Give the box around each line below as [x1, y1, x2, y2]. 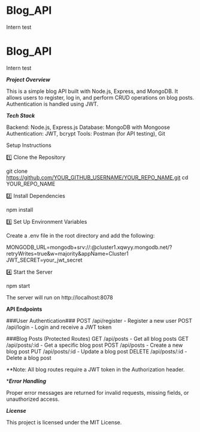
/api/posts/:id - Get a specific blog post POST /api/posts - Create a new [6, 341, 183, 349]
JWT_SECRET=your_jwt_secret [6, 256, 83, 263]
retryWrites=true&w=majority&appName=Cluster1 [6, 250, 129, 257]
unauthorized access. [6, 395, 60, 403]
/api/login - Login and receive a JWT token [6, 323, 112, 331]
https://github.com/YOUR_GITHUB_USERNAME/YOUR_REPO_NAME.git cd [6, 173, 189, 181]
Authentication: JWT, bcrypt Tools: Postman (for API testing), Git [6, 130, 166, 137]
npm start [6, 282, 31, 289]
